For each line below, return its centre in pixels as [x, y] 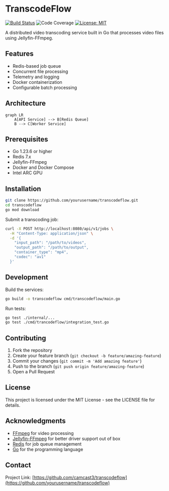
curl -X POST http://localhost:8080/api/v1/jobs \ [59, 229]
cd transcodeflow [23, 205]
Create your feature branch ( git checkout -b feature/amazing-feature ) [87, 356]
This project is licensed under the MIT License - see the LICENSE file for [80, 400]
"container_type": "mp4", [41, 252]
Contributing [26, 338]
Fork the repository [32, 350]
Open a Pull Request [34, 372]
